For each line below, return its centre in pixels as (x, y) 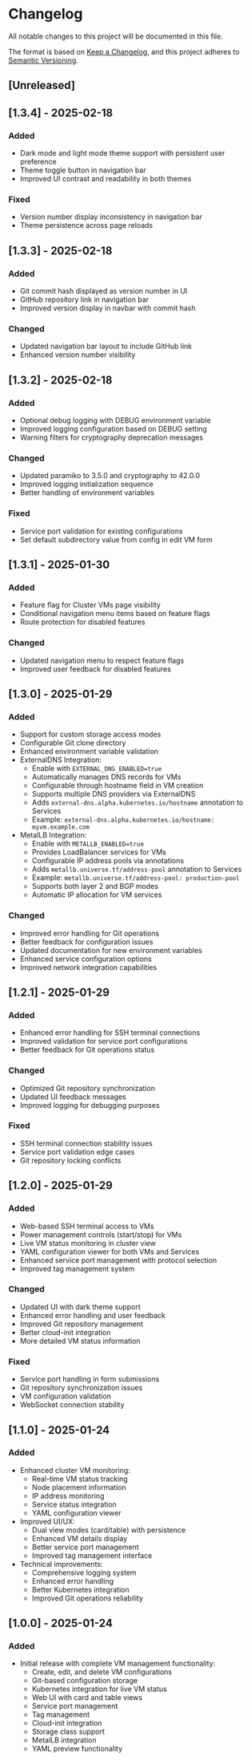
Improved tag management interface (92, 1555)
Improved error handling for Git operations (90, 933)
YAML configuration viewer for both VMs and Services (110, 1252)
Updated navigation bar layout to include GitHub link (106, 347)
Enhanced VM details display (80, 1538)
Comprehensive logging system (84, 1572)
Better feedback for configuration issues (86, 941)
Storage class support (68, 1732)
